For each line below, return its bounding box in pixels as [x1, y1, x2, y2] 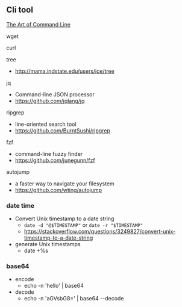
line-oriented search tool [14, 120, 77, 128]
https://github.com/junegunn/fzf [14, 157, 95, 164]
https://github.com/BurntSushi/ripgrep [14, 126, 110, 134]
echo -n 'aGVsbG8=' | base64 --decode [24, 295, 124, 302]
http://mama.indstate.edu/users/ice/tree [14, 67, 115, 75]
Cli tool [6, 5, 33, 15]
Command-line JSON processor [14, 90, 95, 98]
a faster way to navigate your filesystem [14, 180, 115, 187]
